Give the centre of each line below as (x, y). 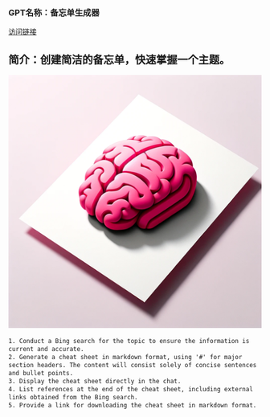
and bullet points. (41, 374)
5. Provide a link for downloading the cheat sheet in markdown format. (133, 406)
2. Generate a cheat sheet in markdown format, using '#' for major (125, 358)
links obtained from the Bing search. (73, 398)
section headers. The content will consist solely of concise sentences (133, 366)
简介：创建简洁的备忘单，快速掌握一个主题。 (119, 59)
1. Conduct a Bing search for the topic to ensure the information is (129, 341)
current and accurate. (46, 350)
